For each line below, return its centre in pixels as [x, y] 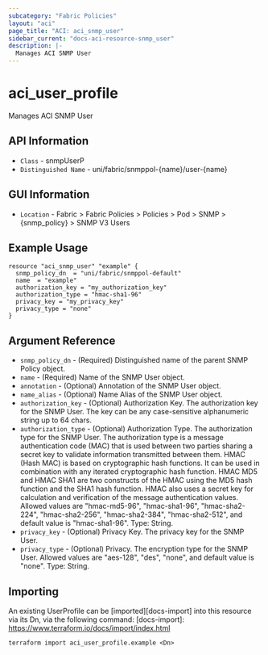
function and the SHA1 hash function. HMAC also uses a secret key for [137, 489]
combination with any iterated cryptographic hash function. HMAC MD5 [138, 472]
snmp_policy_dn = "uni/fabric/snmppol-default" [99, 274]
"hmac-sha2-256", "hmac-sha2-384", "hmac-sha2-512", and [141, 514]
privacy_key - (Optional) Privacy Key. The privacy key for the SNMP [132, 532]
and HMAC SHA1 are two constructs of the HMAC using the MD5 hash [136, 481]
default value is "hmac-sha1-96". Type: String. [97, 523]
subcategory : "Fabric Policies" [62, 16]
